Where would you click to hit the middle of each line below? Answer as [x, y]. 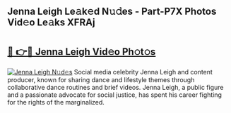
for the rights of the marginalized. [56, 102]
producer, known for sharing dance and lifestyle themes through [101, 80]
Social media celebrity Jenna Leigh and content [143, 72]
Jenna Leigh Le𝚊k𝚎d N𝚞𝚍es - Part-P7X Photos [112, 12]
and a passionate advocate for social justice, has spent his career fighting [115, 95]
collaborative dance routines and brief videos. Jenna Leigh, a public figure [115, 87]
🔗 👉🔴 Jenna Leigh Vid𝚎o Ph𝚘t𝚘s [82, 52]
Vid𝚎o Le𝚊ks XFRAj [51, 23]
